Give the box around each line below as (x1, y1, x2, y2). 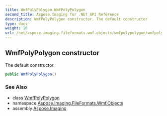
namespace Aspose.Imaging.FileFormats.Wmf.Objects (12, 100, 123, 106)
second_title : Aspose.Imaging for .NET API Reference (5, 12, 119, 17)
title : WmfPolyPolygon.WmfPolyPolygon (5, 7, 85, 12)
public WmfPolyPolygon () (5, 72, 57, 77)
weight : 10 (5, 26, 28, 31)
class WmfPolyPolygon (12, 95, 60, 101)
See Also (5, 83, 27, 90)
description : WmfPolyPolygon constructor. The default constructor (5, 16, 148, 21)
